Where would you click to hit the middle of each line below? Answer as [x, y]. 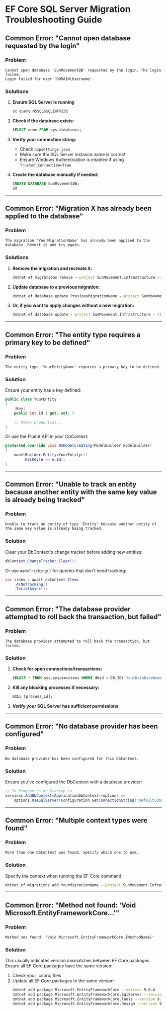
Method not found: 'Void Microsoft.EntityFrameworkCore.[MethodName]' [80, 937]
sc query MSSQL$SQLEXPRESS [40, 111]
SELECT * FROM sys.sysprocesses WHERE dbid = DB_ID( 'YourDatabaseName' [88, 678]
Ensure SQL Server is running [43, 102]
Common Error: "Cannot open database [68, 38]
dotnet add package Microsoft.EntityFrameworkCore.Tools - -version [83, 999]
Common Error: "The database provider [68, 609]
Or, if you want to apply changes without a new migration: [73, 305]
